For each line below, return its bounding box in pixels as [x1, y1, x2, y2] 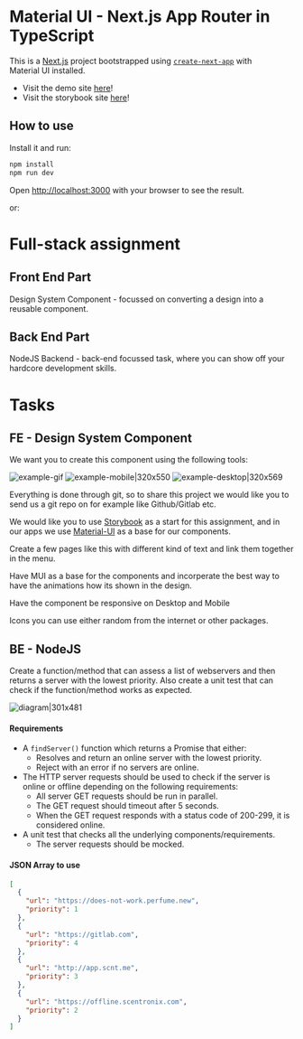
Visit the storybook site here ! [22, 92, 130, 103]
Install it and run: [9, 142, 72, 153]
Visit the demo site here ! [22, 82, 114, 93]
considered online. [35, 819, 106, 830]
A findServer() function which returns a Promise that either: [22, 743, 247, 754]
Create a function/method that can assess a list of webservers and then [9, 666, 276, 677]
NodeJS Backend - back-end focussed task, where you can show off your [9, 353, 286, 364]
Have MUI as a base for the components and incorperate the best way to [9, 571, 280, 582]
